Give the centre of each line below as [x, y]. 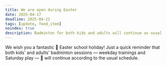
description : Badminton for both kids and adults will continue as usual [84, 33]
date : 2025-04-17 [23, 14]
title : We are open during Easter [41, 10]
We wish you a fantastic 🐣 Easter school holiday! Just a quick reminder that [82, 47]
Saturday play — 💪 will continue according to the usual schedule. [72, 58]
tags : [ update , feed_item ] [33, 24]
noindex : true [20, 28]
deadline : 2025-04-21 [28, 19]
